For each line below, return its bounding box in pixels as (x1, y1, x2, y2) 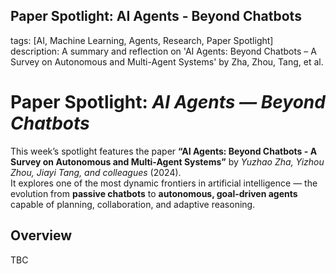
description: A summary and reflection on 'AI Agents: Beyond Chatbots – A (10, 45, 317, 57)
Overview (10, 227, 73, 244)
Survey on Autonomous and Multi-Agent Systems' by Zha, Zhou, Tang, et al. (10, 55, 324, 68)
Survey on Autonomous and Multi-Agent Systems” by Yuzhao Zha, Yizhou (10, 155, 325, 168)
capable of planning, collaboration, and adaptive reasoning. (10, 198, 256, 210)
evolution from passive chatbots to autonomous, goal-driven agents (10, 187, 298, 199)
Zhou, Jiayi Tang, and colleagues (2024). (10, 166, 182, 178)
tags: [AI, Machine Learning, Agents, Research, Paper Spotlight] (10, 34, 274, 46)
